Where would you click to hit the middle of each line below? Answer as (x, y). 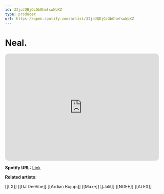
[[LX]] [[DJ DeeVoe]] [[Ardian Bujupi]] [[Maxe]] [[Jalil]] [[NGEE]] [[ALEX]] (79, 187)
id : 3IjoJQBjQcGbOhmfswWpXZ (34, 10)
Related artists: (21, 177)
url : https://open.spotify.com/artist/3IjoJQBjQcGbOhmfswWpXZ (70, 19)
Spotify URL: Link (23, 168)
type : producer (20, 14)
